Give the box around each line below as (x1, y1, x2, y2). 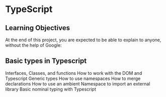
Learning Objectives (5, 24, 70, 32)
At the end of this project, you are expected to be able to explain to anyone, (5, 37, 161, 43)
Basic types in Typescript (5, 57, 87, 65)
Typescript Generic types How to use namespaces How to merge (5, 75, 141, 81)
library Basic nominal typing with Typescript (5, 86, 97, 92)
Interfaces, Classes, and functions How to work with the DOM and (5, 70, 142, 76)
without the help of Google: (5, 42, 62, 48)
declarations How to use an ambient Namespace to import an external (5, 80, 150, 86)
